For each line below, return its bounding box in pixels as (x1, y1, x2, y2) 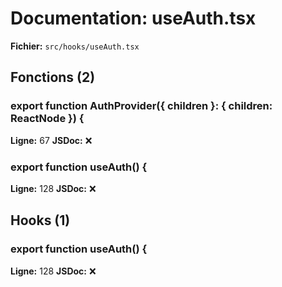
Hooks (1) (10, 212, 71, 229)
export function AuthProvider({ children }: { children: (10, 99, 273, 113)
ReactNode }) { (10, 112, 85, 126)
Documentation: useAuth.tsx (10, 7, 257, 30)
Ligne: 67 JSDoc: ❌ (10, 134, 93, 146)
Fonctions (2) (10, 69, 96, 86)
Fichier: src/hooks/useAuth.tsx (10, 40, 140, 52)
